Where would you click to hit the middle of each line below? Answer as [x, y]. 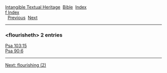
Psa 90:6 [14, 51]
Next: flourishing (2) [26, 65]
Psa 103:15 [16, 46]
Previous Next [22, 18]
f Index [12, 12]
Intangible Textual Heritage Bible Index [46, 7]
